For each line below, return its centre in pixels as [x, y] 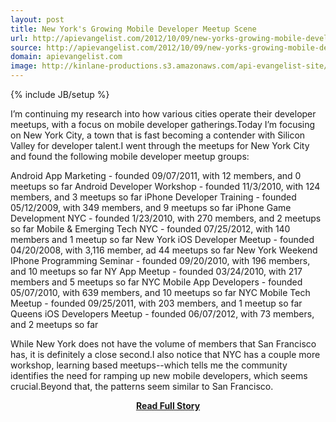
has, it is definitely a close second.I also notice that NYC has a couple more [165, 354]
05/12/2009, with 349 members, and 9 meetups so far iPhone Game [151, 207]
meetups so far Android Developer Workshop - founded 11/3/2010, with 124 [165, 186]
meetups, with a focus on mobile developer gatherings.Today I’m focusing [163, 124]
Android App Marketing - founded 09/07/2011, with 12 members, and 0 [156, 175]
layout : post [37, 19]
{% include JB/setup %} [60, 94]
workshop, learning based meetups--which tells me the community [149, 365]
